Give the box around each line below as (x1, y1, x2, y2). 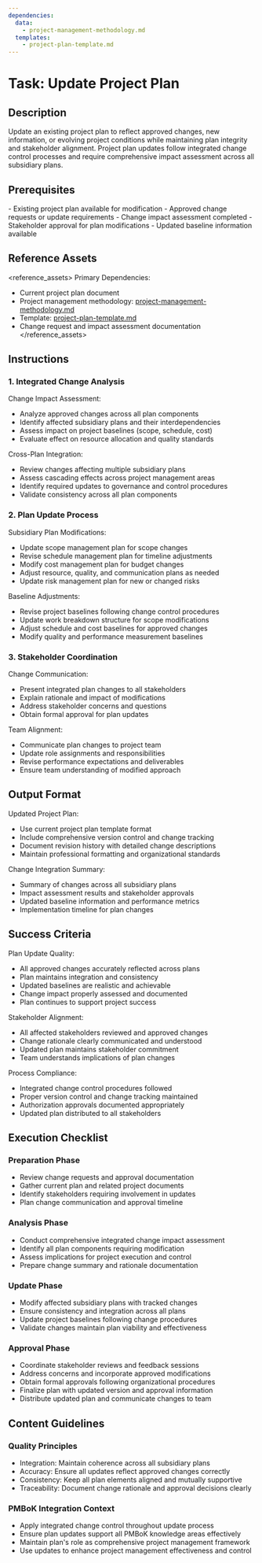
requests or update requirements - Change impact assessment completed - (8, 212, 253, 221)
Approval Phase (8, 1343, 71, 1354)
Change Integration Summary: (8, 864, 106, 874)
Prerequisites (8, 183, 75, 197)
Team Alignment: (8, 725, 63, 734)
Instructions (8, 353, 69, 366)
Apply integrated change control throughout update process (19, 1521, 214, 1531)
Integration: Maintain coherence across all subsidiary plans (19, 1458, 210, 1468)
